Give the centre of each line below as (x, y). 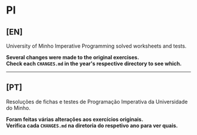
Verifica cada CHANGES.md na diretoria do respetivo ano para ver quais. (92, 125)
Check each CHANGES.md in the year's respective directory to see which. (94, 63)
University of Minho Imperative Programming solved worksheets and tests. (96, 46)
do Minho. (18, 108)
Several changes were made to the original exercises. (73, 57)
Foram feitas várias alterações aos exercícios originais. (75, 119)
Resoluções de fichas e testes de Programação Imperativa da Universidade (97, 102)
